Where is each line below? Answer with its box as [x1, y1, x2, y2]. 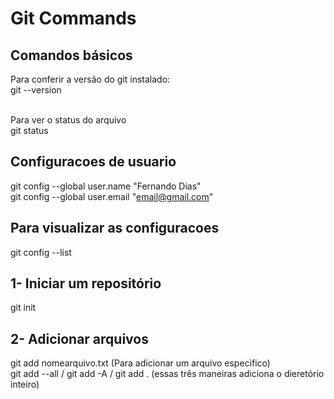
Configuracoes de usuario [10, 153, 177, 171]
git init [10, 302, 37, 314]
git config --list [10, 246, 72, 258]
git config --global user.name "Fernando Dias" [10, 180, 202, 192]
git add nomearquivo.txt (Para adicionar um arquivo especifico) [10, 357, 271, 369]
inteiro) [10, 378, 40, 391]
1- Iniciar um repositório [10, 275, 162, 292]
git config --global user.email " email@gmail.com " [10, 190, 214, 202]
